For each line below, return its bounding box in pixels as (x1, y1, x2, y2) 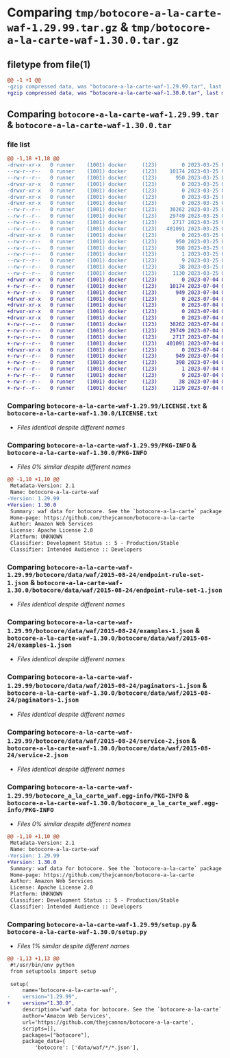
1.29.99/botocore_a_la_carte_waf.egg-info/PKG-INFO (7, 791, 183, 800)
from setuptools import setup (10, 968, 97, 974)
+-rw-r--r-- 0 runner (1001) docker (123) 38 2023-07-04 (7, 378, 219, 385)
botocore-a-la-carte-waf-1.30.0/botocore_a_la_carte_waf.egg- (7, 799, 219, 807)
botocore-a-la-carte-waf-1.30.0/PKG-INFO (7, 449, 147, 456)
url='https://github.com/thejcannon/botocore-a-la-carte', (22, 1019, 194, 1026)
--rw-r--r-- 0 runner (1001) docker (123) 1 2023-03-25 (7, 251, 219, 258)
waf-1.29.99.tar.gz (7, 22, 118, 35)
